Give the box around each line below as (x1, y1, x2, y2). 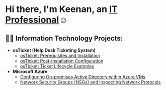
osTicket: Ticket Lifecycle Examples (20, 63, 95, 69)
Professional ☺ (5, 14, 68, 25)
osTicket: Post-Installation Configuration (20, 58, 104, 63)
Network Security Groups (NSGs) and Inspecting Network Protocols (20, 79, 161, 85)
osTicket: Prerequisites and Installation (20, 52, 101, 58)
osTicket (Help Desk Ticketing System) (12, 47, 96, 53)
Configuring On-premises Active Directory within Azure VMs (20, 74, 146, 79)
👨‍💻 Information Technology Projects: (5, 34, 123, 42)
